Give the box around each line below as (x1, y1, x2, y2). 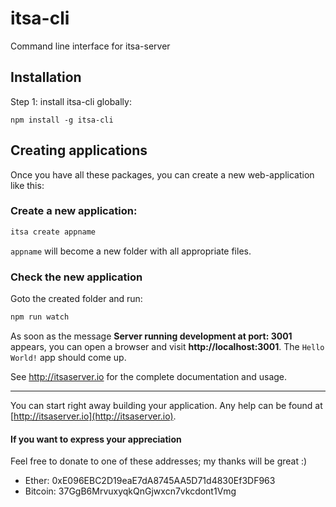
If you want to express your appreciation (10, 433, 182, 445)
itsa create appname (10, 227, 97, 237)
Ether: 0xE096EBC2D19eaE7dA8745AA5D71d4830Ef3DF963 (24, 475, 276, 487)
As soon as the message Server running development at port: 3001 (10, 330, 293, 342)
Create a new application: (10, 204, 138, 218)
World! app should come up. (10, 351, 127, 363)
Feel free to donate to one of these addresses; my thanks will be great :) (10, 455, 308, 467)
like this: (10, 179, 45, 191)
